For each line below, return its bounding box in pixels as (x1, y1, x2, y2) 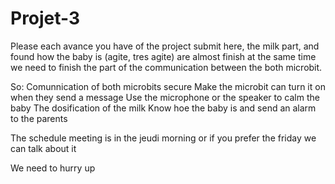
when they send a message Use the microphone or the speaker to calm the (10, 91, 320, 103)
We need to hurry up (10, 162, 96, 174)
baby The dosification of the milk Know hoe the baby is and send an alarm (10, 102, 317, 114)
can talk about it (10, 142, 77, 154)
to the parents (10, 112, 68, 124)
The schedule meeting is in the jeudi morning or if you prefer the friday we (10, 132, 317, 144)
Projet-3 (10, 7, 81, 30)
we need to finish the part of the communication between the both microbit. (10, 61, 323, 73)
